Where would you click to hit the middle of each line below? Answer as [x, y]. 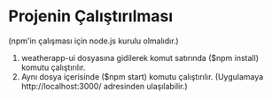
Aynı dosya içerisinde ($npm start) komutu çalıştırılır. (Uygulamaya [142, 76]
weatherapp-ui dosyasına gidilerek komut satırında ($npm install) [140, 58]
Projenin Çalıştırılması [91, 16]
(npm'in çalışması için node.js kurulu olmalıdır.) [93, 41]
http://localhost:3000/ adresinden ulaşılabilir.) [104, 86]
